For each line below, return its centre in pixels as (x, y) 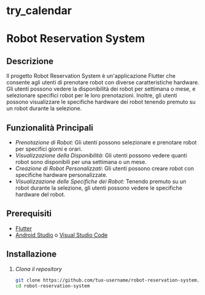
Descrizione (30, 61)
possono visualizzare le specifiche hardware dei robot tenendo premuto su (101, 102)
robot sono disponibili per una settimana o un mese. (81, 162)
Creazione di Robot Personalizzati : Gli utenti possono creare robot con (105, 168)
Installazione (32, 254)
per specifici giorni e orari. (49, 149)
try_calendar (39, 11)
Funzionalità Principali (50, 128)
